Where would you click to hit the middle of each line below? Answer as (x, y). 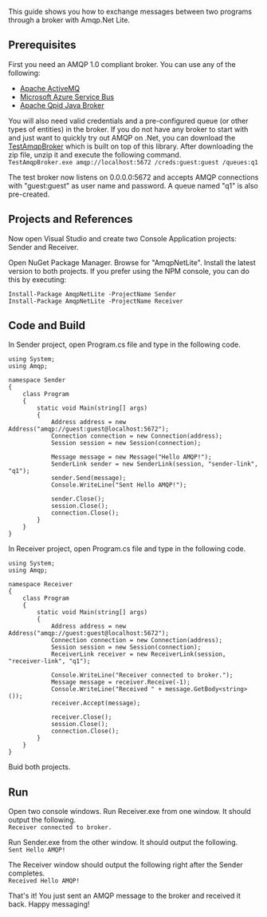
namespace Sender (37, 380)
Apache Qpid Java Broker (62, 105)
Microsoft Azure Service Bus (67, 97)
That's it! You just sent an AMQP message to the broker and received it (124, 896)
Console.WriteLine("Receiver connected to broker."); (142, 675)
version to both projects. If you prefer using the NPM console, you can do (129, 271)
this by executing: (37, 280)
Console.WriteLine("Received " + (106, 689)
